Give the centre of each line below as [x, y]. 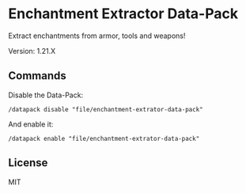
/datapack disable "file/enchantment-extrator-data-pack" [106, 109]
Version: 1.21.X [32, 51]
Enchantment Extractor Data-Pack [123, 14]
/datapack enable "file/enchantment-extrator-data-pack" [104, 138]
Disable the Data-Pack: [46, 95]
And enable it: [31, 124]
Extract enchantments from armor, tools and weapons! [97, 36]
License [28, 163]
